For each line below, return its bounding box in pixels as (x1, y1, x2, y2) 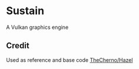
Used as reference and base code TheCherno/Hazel (6, 56, 133, 63)
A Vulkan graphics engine (6, 24, 69, 31)
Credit (6, 41, 29, 51)
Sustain (6, 4, 45, 18)
